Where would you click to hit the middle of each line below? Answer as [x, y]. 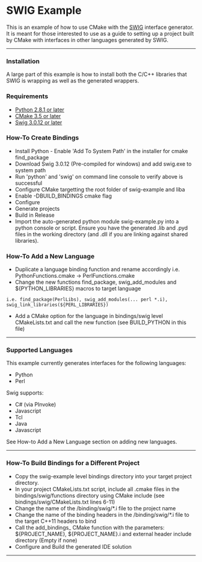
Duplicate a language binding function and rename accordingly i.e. [97, 269]
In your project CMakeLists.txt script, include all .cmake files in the [97, 489]
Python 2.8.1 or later [40, 110]
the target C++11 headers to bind [55, 521]
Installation [23, 61]
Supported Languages [40, 350]
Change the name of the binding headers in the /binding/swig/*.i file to [102, 514]
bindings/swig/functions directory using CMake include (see [90, 495]
